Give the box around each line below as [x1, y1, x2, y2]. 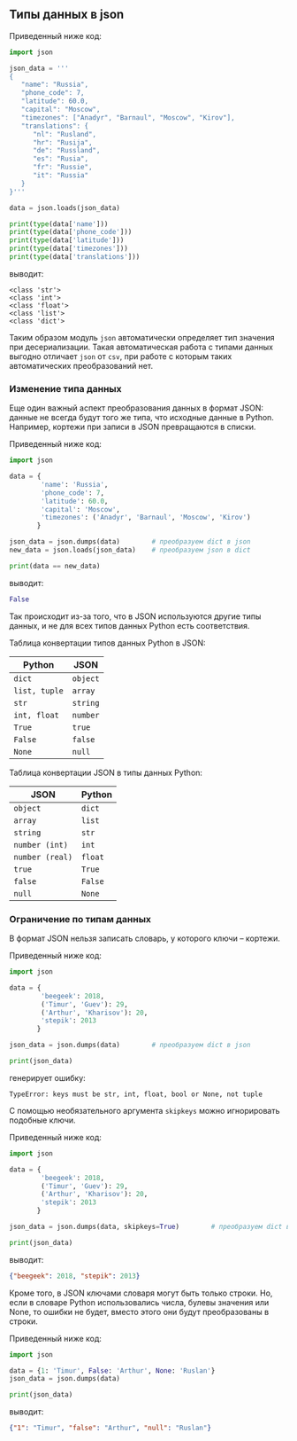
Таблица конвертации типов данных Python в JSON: [9, 638, 206, 648]
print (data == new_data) [9, 561, 101, 570]
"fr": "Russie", [32, 163, 93, 172]
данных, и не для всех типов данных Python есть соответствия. [9, 620, 250, 630]
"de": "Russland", [32, 146, 101, 155]
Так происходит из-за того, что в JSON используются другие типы [9, 611, 262, 622]
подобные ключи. [9, 1115, 77, 1125]
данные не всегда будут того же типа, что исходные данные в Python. [9, 412, 274, 423]
